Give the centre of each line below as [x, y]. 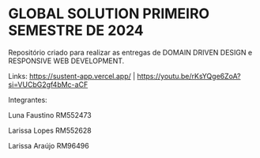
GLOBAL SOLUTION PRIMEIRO [109, 14]
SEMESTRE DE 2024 [76, 30]
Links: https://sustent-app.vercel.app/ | [72, 76]
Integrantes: [28, 100]
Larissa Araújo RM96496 [49, 145]
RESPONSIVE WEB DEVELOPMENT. [66, 61]
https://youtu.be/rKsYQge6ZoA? [189, 76]
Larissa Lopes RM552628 [50, 130]
